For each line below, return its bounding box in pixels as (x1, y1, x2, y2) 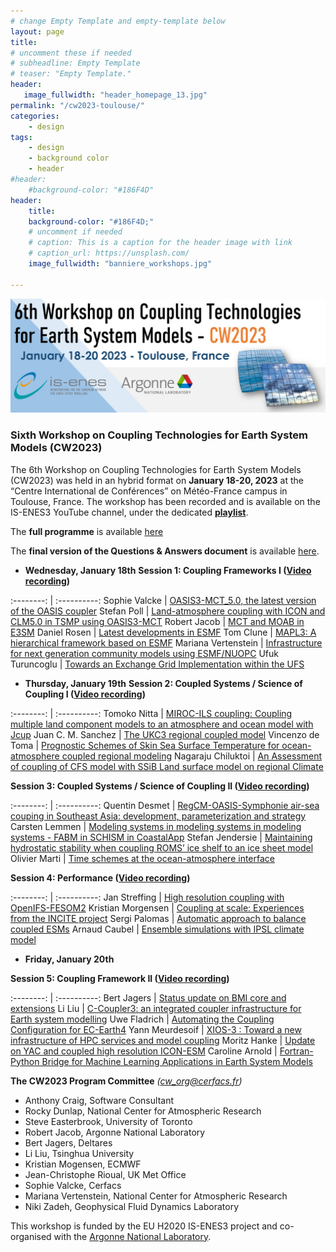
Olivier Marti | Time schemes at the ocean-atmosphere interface (10, 852, 275, 864)
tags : (10, 132, 33, 142)
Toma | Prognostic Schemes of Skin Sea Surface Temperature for (10, 739, 280, 751)
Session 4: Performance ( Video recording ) (10, 871, 191, 884)
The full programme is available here (10, 525, 164, 537)
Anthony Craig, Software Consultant (24, 1094, 174, 1106)
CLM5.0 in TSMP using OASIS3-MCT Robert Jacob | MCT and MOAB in (10, 615, 305, 627)
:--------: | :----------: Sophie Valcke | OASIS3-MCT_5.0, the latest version (10, 594, 317, 606)
